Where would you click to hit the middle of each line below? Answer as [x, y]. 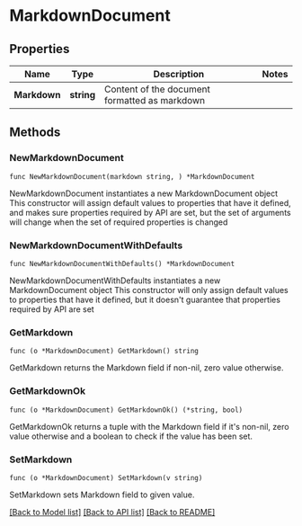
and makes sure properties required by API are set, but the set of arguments [150, 212]
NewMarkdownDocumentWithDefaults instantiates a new [115, 281]
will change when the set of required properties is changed [119, 222]
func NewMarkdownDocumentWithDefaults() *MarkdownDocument [122, 263]
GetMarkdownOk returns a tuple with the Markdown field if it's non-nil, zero [149, 426]
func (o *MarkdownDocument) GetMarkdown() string [104, 352]
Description [179, 74]
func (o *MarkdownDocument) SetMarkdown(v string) [106, 477]
